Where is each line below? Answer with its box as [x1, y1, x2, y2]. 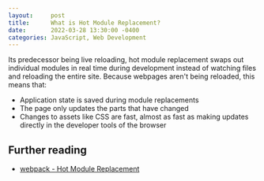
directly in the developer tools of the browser [19, 120, 167, 130]
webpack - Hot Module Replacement [19, 164, 140, 174]
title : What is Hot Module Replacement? [8, 19, 160, 27]
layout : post [8, 11, 66, 20]
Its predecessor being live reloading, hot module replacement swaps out [8, 55, 244, 65]
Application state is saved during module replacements [19, 95, 199, 105]
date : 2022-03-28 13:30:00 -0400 [8, 26, 140, 34]
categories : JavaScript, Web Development [8, 33, 147, 42]
